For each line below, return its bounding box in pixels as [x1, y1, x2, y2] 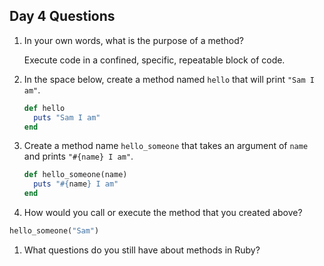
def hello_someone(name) [23, 170, 128, 180]
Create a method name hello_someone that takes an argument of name [23, 140, 309, 152]
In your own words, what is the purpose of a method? [23, 34, 244, 46]
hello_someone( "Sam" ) [9, 226, 100, 236]
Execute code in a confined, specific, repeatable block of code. [23, 54, 286, 66]
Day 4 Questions [9, 8, 116, 25]
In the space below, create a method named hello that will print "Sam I [23, 73, 315, 85]
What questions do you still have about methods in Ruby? [23, 244, 261, 256]
